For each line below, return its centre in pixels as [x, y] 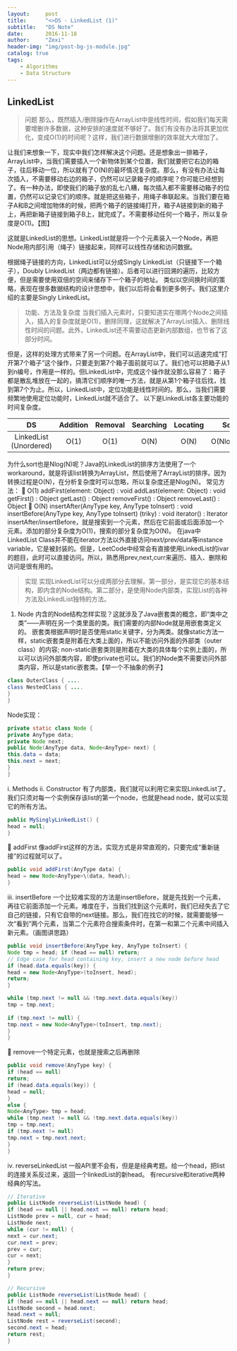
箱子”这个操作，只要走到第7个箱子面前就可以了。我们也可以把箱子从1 [129, 363]
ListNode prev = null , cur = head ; [60, 1217]
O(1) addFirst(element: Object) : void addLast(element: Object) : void [126, 491]
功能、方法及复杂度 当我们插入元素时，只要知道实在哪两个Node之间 [123, 313]
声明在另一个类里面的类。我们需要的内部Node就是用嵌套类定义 [130, 623]
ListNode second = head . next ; [52, 1308]
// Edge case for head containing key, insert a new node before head [113, 959]
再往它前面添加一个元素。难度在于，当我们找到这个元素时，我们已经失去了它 [119, 906]
